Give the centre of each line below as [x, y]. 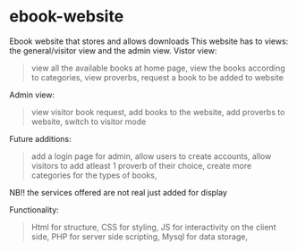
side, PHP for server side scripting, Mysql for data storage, [140, 236]
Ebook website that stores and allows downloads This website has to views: [149, 41]
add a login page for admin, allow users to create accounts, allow [151, 156]
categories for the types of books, [94, 175]
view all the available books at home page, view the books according [158, 68]
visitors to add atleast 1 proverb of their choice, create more [141, 165]
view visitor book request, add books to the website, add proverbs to [158, 112]
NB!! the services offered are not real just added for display [119, 192]
